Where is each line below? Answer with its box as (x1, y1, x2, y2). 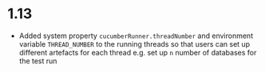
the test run (18, 56, 57, 66)
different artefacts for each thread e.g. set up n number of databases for (18, 47, 257, 57)
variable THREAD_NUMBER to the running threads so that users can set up (18, 39, 251, 48)
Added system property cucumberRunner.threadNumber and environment (18, 31, 253, 40)
